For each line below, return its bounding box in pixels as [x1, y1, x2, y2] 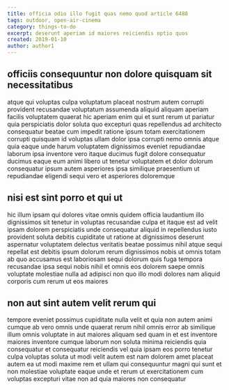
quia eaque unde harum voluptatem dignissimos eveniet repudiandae [7, 142, 205, 150]
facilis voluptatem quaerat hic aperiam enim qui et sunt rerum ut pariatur [7, 112, 214, 120]
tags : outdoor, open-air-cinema [7, 17, 101, 24]
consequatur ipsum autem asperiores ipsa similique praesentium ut [7, 164, 200, 173]
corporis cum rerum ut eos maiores [7, 276, 109, 286]
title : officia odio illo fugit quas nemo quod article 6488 [7, 10, 189, 17]
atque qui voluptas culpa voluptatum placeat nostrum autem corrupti [7, 97, 204, 106]
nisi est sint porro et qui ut [7, 192, 123, 204]
